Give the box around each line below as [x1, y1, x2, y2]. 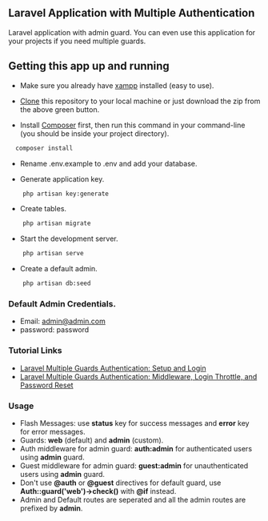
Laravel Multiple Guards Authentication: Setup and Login [19, 363, 206, 373]
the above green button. [19, 104, 100, 114]
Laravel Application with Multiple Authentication [8, 6, 255, 20]
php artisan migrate [22, 219, 91, 227]
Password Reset [19, 380, 74, 390]
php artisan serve [22, 250, 84, 258]
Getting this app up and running [8, 59, 170, 73]
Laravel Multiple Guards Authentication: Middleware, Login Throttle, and [19, 371, 258, 381]
